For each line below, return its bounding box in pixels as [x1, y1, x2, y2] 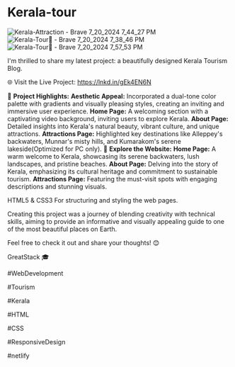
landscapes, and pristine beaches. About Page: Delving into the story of [7, 159, 218, 168]
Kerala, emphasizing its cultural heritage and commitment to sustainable [7, 167, 218, 176]
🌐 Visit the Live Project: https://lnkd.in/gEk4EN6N [7, 77, 152, 86]
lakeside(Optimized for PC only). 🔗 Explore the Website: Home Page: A [7, 145, 217, 153]
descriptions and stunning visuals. [7, 182, 108, 191]
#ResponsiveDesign [7, 337, 66, 346]
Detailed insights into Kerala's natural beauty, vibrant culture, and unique [7, 122, 219, 130]
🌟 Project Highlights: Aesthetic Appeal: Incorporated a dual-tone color [7, 91, 217, 100]
